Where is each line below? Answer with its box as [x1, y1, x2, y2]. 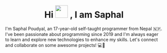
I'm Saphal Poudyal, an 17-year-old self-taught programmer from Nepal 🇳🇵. [5, 25, 162, 31]
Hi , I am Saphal [44, 9, 124, 20]
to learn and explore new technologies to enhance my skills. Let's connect [5, 36, 158, 42]
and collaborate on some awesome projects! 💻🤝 [5, 42, 105, 48]
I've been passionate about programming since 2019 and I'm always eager [5, 31, 158, 37]
